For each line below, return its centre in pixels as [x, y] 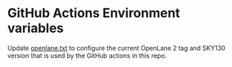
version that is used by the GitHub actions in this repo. [87, 56]
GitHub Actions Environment [94, 13]
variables [36, 28]
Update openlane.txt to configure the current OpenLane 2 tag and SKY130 [116, 48]
